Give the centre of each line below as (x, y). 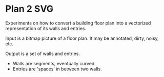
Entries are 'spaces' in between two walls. (57, 69)
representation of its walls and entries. (46, 28)
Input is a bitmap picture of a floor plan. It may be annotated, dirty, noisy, (82, 38)
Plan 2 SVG (29, 9)
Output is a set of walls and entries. (43, 54)
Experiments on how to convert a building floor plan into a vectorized (78, 23)
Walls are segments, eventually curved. (54, 63)
